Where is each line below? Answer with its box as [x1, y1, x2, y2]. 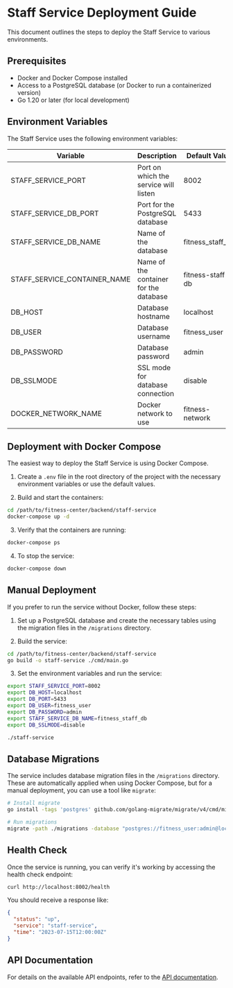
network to [137, 408, 173, 418]
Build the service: [17, 636, 67, 645]
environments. [7, 35, 49, 43]
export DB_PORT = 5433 [7, 695, 67, 703]
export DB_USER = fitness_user [7, 702, 92, 709]
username [137, 331, 171, 341]
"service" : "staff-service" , [13, 922, 98, 930]
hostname [137, 311, 170, 321]
